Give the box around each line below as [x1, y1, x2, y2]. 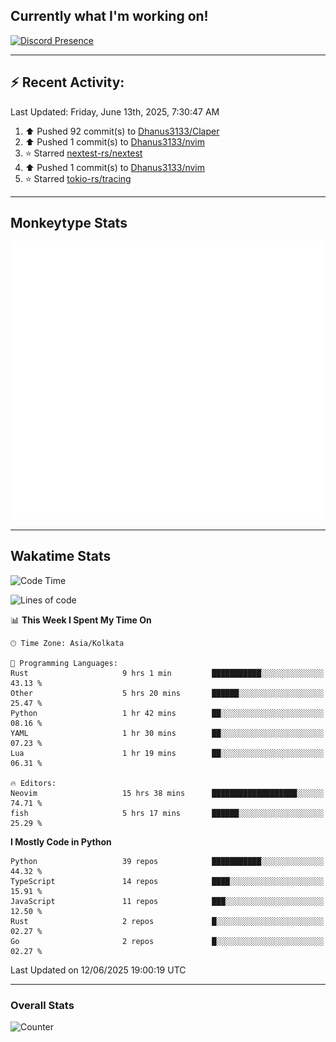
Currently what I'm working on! [10, 8, 209, 25]
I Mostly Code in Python [10, 835, 112, 848]
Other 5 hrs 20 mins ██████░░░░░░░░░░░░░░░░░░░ [10, 688, 325, 698]
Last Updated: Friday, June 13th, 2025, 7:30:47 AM [10, 105, 220, 118]
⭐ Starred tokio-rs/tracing [24, 172, 132, 184]
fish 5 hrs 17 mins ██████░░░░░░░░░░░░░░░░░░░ [10, 808, 325, 818]
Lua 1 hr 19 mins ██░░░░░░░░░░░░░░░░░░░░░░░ [10, 748, 325, 758]
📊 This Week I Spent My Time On [10, 614, 152, 626]
